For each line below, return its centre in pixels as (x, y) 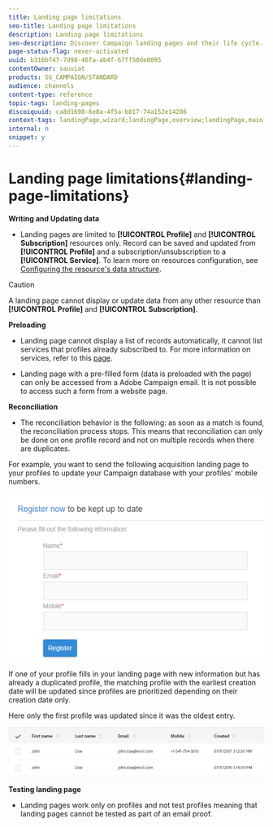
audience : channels (41, 85)
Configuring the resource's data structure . (91, 269)
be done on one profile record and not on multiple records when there (137, 440)
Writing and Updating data (54, 218)
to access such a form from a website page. (94, 391)
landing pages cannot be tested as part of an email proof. (116, 813)
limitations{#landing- (179, 179)
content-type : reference (50, 94)
